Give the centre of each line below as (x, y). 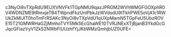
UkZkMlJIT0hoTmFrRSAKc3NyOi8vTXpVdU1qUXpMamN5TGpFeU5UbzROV (84, 18)
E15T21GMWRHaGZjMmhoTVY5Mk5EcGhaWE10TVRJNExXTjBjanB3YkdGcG (85, 23)
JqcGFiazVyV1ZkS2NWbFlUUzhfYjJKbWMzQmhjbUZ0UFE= (68, 29)
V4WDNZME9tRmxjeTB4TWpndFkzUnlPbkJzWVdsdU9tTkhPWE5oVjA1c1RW (85, 13)
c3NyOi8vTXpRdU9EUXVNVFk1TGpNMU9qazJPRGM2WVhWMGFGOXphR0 (85, 7)
